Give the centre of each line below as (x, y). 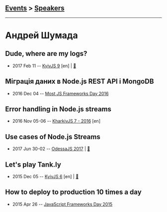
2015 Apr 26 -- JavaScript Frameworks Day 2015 (62, 204)
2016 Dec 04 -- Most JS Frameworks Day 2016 (60, 93)
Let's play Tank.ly (33, 164)
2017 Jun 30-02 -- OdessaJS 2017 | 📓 (51, 149)
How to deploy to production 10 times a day (73, 192)
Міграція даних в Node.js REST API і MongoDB (80, 82)
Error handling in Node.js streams (58, 109)
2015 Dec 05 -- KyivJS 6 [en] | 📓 (45, 177)
